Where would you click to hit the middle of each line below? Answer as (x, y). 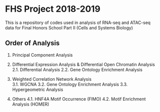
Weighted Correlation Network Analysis (52, 79)
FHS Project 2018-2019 (53, 9)
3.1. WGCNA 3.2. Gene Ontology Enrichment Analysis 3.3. (70, 84)
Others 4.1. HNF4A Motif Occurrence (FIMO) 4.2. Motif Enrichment (79, 99)
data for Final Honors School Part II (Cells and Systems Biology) (69, 27)
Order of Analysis (32, 43)
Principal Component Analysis (42, 55)
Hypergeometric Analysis (38, 90)
